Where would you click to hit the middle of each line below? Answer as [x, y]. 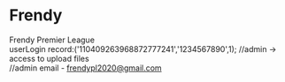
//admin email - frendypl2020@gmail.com [85, 68]
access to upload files [50, 58]
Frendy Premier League [52, 40]
